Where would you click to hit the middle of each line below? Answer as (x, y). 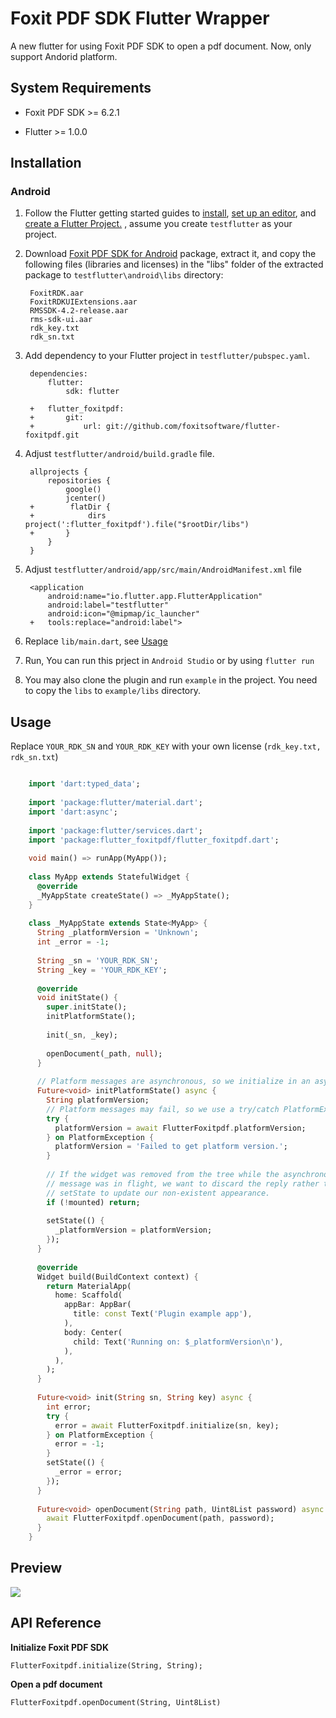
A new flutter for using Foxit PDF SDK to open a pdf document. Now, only (161, 46)
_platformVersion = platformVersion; (133, 1230)
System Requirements (81, 88)
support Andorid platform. (64, 56)
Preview (36, 1568)
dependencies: (59, 374)
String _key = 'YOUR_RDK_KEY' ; (102, 970)
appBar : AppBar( (97, 1305)
